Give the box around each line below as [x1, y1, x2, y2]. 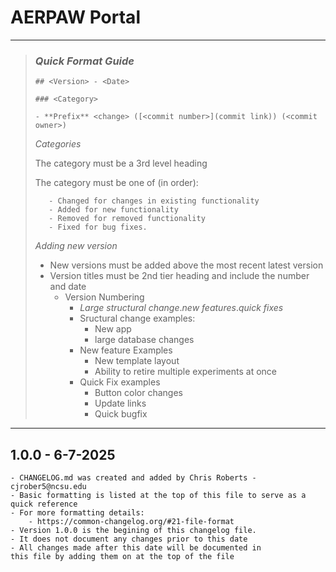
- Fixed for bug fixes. [48, 222, 148, 233]
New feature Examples [79, 344, 173, 356]
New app [94, 323, 132, 335]
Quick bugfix [94, 408, 148, 420]
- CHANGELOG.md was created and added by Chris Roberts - [10, 473, 257, 483]
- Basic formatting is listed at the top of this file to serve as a [10, 491, 307, 501]
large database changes [94, 334, 195, 346]
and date [49, 281, 87, 293]
